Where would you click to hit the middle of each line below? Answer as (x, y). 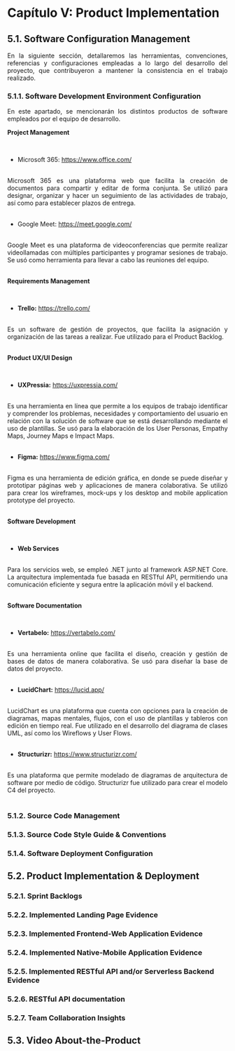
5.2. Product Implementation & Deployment (103, 876)
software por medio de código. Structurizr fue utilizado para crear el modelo (117, 783)
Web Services (38, 549)
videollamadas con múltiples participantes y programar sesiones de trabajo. (117, 253)
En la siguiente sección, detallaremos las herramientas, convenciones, (117, 55)
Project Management (38, 133)
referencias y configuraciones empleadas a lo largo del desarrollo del (117, 63)
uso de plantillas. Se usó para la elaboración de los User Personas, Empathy (117, 429)
